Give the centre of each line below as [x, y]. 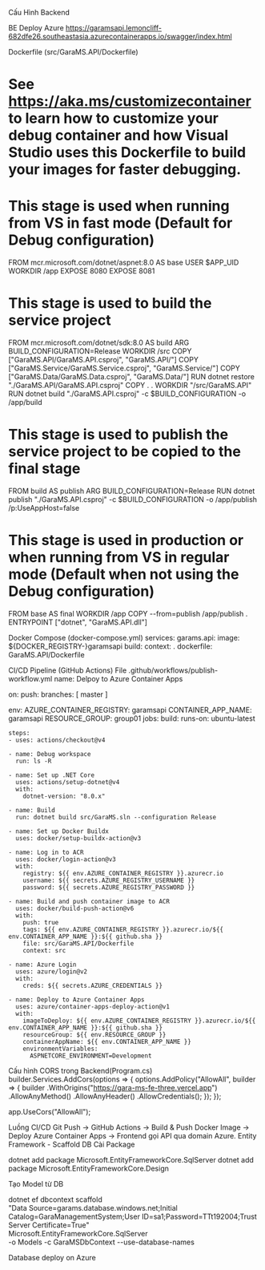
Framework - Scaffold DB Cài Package [72, 1144]
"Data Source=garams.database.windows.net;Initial [93, 1207]
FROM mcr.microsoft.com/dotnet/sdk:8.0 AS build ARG [99, 343]
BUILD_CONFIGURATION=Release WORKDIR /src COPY [100, 351]
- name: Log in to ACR [46, 852]
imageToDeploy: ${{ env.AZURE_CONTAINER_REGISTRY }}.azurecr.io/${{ [139, 1021]
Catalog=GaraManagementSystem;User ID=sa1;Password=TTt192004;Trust [133, 1216]
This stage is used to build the [110, 303]
